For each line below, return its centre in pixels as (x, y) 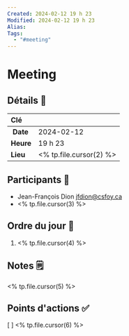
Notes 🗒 (25, 266)
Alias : (17, 27)
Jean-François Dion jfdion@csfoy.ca (69, 196)
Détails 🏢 (27, 100)
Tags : (15, 33)
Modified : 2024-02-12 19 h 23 (51, 20)
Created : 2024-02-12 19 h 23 (50, 14)
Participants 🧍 (38, 180)
